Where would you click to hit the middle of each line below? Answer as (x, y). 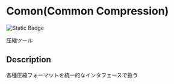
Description (29, 60)
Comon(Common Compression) (88, 11)
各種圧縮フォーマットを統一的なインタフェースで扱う (72, 75)
